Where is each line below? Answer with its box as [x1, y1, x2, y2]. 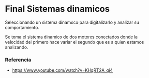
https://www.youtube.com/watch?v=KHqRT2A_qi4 [12, 67, 113, 73]
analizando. [5, 44, 28, 50]
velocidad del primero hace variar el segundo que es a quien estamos [5, 39, 144, 45]
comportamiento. [5, 24, 40, 30]
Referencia [5, 56, 31, 63]
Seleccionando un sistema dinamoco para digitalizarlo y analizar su [5, 19, 139, 25]
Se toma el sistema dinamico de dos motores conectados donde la [5, 34, 138, 40]
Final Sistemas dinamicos [5, 3, 110, 15]
